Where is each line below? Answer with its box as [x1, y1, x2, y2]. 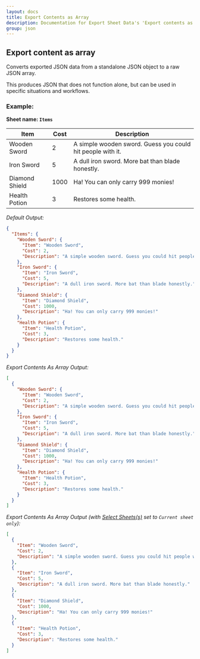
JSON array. [6, 70, 36, 77]
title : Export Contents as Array [6, 14, 89, 20]
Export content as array [6, 47, 96, 57]
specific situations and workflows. [6, 88, 90, 95]
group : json [6, 25, 36, 32]
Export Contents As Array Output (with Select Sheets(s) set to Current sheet [6, 514, 194, 521]
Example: [6, 102, 34, 110]
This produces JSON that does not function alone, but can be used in [6, 81, 177, 88]
